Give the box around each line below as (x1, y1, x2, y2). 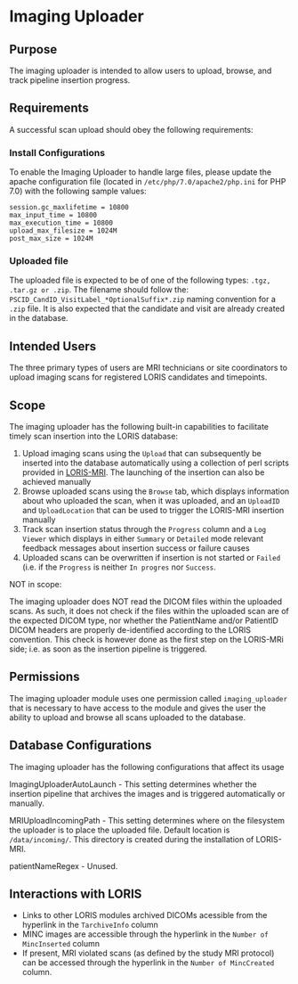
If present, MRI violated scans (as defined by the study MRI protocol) (21, 947, 275, 959)
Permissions (9, 669, 80, 685)
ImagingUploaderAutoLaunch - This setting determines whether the (9, 778, 257, 790)
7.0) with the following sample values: (9, 185, 147, 197)
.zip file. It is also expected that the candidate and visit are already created (9, 303, 286, 314)
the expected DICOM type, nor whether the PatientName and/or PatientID (9, 615, 278, 626)
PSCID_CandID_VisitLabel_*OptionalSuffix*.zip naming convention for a (9, 294, 276, 305)
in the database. (9, 313, 68, 324)
